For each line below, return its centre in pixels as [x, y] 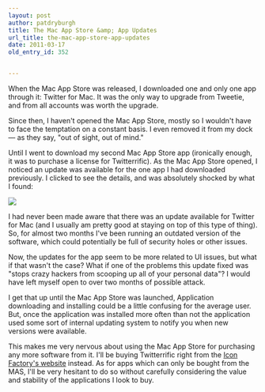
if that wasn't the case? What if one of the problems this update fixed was [129, 265]
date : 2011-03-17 [37, 45]
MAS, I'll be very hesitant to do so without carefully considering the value [128, 371]
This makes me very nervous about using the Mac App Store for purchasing [132, 346]
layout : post [30, 15]
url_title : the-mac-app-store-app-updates [79, 38]
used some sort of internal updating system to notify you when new [118, 322]
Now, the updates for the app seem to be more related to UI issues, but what [132, 257]
